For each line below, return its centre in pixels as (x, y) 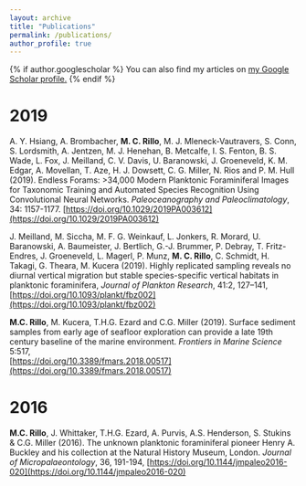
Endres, (24, 256)
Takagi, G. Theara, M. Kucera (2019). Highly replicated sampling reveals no (150, 266)
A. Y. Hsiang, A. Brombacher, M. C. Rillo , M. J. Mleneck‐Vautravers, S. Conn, (153, 142)
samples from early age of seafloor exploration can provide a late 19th (142, 332)
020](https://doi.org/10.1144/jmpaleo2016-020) (98, 472)
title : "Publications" (53, 26)
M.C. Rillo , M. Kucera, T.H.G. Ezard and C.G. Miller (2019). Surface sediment (153, 322)
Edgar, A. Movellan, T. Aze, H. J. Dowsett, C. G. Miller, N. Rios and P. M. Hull (152, 171)
